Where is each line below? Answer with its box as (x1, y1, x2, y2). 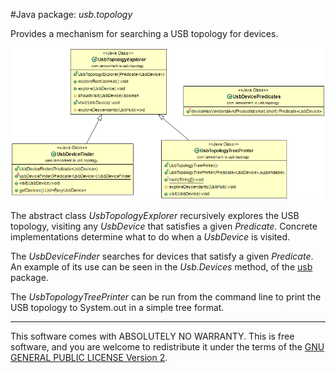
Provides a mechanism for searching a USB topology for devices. (10, 28, 279, 39)
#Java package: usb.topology (10, 9, 133, 20)
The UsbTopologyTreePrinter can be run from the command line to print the (10, 290, 322, 303)
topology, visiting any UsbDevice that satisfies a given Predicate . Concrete (10, 220, 318, 232)
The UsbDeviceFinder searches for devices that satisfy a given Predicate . (10, 250, 314, 262)
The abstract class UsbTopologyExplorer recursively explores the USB (10, 209, 300, 221)
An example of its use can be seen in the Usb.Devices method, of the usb (10, 260, 313, 273)
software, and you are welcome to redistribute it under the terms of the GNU (10, 340, 325, 353)
